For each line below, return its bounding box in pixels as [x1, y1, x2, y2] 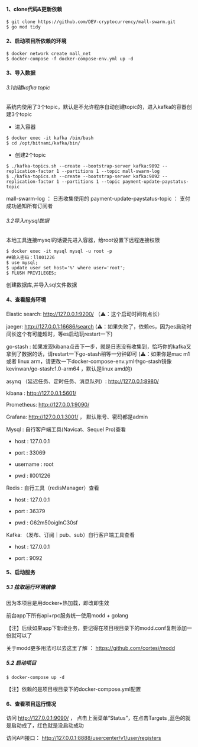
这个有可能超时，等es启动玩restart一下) [16, 330, 113, 337]
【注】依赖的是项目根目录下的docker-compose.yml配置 [6, 685, 141, 693]
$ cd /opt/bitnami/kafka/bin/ [6, 140, 81, 146]
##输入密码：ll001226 [6, 255, 55, 260]
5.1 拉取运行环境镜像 [6, 583, 56, 590]
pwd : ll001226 [14, 472, 51, 479]
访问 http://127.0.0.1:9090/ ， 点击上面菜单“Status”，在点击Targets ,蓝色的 [6, 714, 186, 722]
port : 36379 [14, 507, 46, 514]
